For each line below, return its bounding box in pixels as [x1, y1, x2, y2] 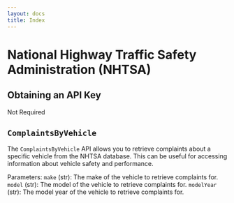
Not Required [7, 107, 45, 116]
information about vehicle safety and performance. [7, 160, 154, 168]
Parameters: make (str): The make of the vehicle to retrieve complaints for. [7, 173, 219, 181]
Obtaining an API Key [7, 89, 101, 101]
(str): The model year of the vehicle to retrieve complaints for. [7, 188, 184, 196]
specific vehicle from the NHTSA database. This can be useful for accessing [7, 152, 228, 160]
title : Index [7, 17, 45, 24]
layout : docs [7, 10, 45, 17]
